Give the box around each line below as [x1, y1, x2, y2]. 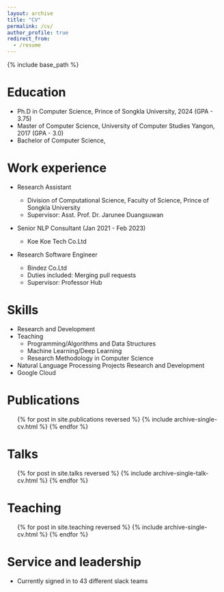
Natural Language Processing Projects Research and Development [16, 361, 205, 370]
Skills [7, 303, 39, 318]
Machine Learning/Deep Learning [27, 346, 122, 355]
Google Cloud [16, 368, 56, 376]
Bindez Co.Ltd [27, 263, 67, 272]
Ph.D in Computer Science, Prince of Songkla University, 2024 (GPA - [16, 107, 214, 115]
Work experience [7, 160, 107, 176]
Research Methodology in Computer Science [27, 354, 154, 362]
